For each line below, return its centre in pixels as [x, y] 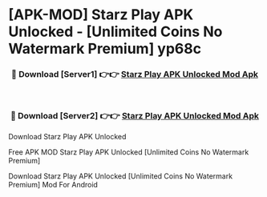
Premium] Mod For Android [53, 184]
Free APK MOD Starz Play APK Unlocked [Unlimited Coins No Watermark [129, 152]
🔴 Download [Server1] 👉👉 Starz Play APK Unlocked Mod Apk [135, 74]
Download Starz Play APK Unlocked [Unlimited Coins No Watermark [121, 176]
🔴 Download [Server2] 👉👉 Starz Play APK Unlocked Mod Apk [135, 116]
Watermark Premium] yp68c [105, 49]
